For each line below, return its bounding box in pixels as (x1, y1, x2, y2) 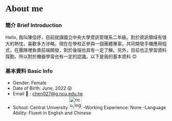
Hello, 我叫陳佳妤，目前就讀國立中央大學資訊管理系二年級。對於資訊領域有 (5, 34, 162, 41)
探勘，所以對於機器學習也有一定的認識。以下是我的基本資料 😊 (5, 53, 137, 59)
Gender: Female (12, 79, 47, 86)
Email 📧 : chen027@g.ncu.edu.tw (12, 90, 83, 96)
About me (5, 3, 44, 14)
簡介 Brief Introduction (5, 22, 62, 29)
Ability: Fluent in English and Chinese (12, 110, 91, 116)
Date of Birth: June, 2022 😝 (12, 85, 73, 91)
